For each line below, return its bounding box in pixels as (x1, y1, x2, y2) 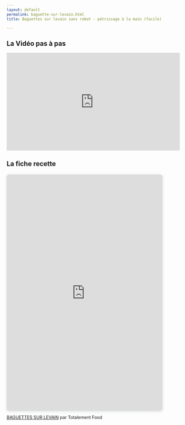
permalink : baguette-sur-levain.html (6, 12, 85, 17)
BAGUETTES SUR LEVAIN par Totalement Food (6, 415, 102, 421)
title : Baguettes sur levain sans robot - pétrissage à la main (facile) (6, 16, 162, 21)
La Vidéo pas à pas (6, 39, 66, 48)
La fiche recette (6, 160, 56, 168)
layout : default (6, 7, 40, 12)
